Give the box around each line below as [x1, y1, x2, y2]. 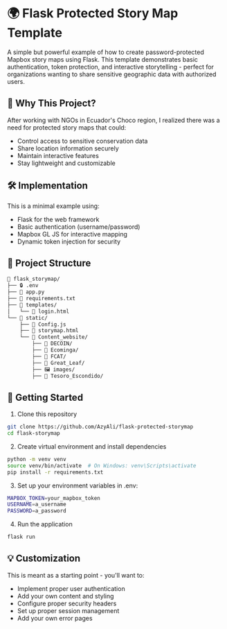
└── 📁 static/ [7, 314, 48, 321]
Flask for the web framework [17, 215, 100, 223]
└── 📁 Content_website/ [19, 334, 89, 341]
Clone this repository [17, 410, 78, 418]
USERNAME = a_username [7, 501, 67, 508]
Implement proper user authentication [17, 584, 126, 593]
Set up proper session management [17, 606, 120, 614]
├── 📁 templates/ [7, 301, 57, 309]
